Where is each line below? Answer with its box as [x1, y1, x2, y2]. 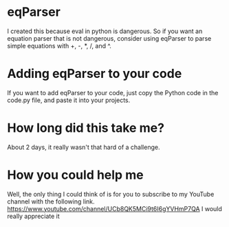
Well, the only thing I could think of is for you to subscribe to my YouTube [7, 190, 215, 198]
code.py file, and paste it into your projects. [7, 96, 131, 104]
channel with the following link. [7, 197, 95, 206]
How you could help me [7, 167, 144, 183]
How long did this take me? [7, 120, 165, 136]
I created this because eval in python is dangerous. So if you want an [7, 27, 203, 35]
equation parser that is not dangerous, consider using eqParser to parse [7, 34, 212, 42]
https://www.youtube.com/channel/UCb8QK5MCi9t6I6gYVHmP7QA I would [7, 204, 222, 213]
